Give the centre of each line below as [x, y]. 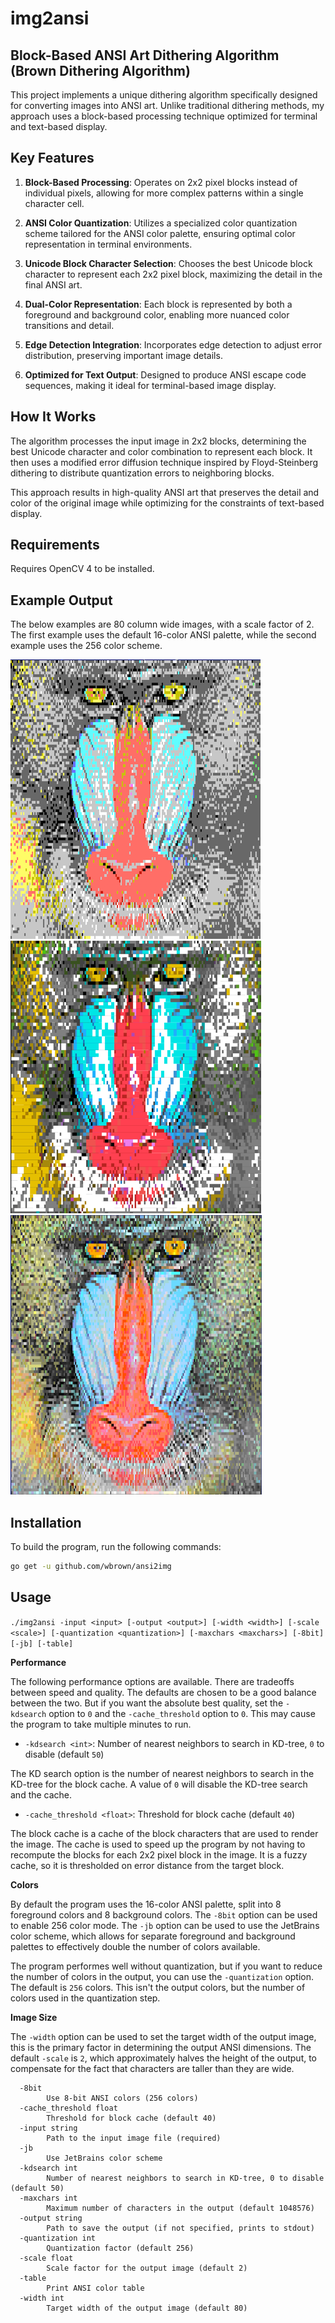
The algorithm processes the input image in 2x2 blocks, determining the [158, 441]
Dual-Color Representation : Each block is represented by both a [158, 304]
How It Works [53, 417]
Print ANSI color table [95, 2288]
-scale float [46, 2258]
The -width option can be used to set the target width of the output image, [163, 2036]
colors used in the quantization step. [85, 1998]
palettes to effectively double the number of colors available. [135, 1946]
